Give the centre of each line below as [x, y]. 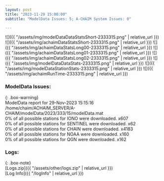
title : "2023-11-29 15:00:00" [36, 14]
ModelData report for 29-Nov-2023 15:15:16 [49, 103]
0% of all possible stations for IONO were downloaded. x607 [67, 118]
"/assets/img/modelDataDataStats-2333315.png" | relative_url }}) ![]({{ [83, 63]
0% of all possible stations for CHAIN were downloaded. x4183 [69, 129]
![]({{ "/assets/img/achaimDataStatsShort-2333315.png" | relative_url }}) [79, 42]
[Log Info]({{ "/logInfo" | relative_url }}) [44, 173]
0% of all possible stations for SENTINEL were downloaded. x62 [70, 123]
